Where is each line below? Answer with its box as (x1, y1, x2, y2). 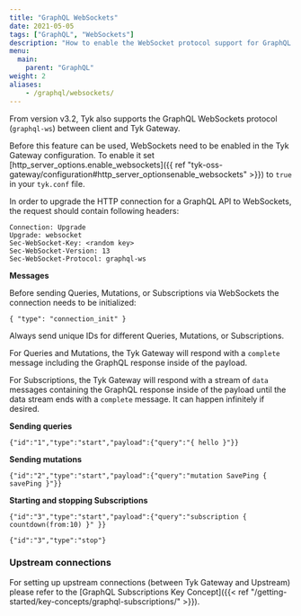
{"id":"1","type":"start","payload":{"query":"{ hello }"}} (9, 438, 240, 447)
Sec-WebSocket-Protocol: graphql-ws (9, 254, 146, 263)
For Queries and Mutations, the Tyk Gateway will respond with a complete (9, 347, 280, 358)
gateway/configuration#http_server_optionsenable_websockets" (9, 168, 248, 180)
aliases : (9, 80, 42, 89)
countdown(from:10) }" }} (9, 520, 106, 529)
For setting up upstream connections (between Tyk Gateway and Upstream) (9, 576, 291, 587)
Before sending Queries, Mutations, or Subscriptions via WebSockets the (9, 287, 279, 298)
